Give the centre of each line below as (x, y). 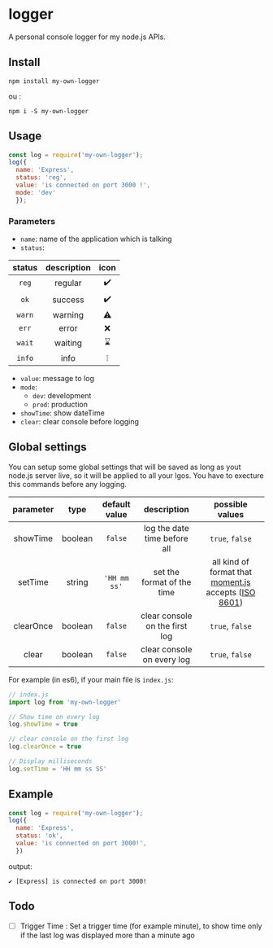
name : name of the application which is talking (96, 239)
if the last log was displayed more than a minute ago (107, 935)
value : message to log (57, 378)
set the (167, 572)
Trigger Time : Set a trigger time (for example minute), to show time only (141, 926)
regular (68, 283)
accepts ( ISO (231, 592)
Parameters (32, 221)
